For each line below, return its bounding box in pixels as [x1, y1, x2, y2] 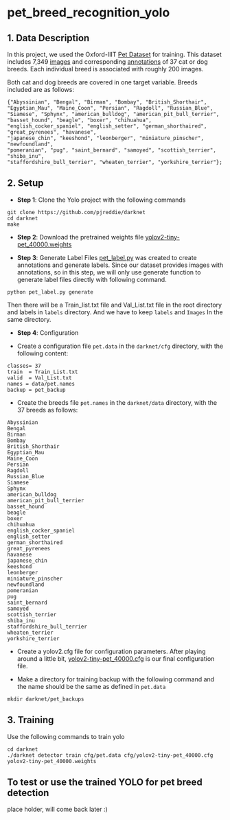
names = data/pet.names [7, 380, 76, 387]
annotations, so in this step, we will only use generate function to [16, 268, 201, 276]
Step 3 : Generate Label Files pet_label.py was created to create [16, 253, 197, 261]
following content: [16, 349, 69, 358]
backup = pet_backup [7, 386, 67, 393]
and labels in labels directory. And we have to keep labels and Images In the [7, 307, 223, 316]
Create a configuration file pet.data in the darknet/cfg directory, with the [16, 342, 224, 350]
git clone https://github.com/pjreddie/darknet [7, 209, 146, 215]
